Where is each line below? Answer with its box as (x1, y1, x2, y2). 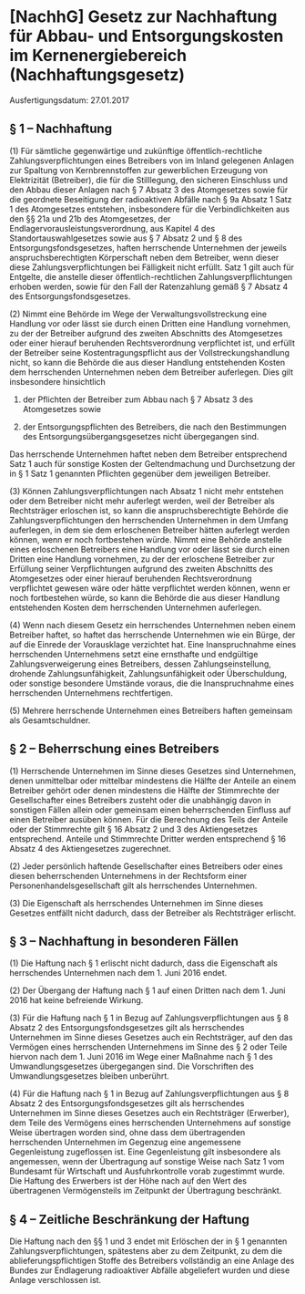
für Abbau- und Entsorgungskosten (9, 26, 284, 47)
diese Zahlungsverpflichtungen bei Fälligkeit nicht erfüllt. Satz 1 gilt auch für (9, 262, 294, 273)
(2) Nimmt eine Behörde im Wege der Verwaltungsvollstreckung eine (9, 308, 267, 319)
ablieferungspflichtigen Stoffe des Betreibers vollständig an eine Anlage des (9, 1256, 295, 1267)
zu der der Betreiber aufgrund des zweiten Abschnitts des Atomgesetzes (9, 327, 283, 338)
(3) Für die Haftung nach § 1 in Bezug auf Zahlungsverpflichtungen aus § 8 (9, 1012, 290, 1023)
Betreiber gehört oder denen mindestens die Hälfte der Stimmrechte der (9, 784, 280, 795)
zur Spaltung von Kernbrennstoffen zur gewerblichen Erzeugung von (9, 164, 269, 175)
